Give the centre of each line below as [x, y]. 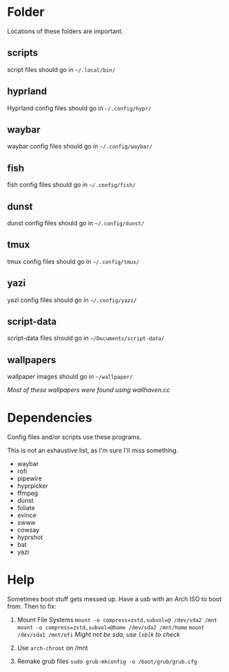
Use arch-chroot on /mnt [52, 648]
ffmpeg [28, 493]
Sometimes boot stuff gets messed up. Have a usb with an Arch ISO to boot [114, 599]
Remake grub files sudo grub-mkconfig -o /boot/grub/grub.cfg [107, 662]
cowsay [28, 530]
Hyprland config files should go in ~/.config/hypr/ [79, 108]
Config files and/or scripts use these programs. [74, 437]
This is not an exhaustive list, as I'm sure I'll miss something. [93, 451]
